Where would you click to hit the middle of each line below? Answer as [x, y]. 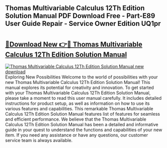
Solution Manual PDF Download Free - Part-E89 [80, 16]
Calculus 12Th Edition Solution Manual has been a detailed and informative [82, 124]
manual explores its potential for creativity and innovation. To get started [80, 87]
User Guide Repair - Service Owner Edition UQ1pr [83, 24]
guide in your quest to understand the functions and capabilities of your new [84, 130]
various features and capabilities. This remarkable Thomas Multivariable [79, 109]
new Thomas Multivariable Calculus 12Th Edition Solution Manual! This [78, 82]
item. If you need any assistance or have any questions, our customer [77, 135]
